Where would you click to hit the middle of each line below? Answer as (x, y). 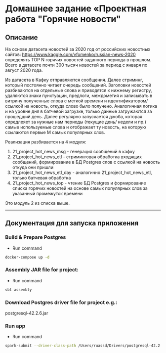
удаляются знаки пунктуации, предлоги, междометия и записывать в (79, 95)
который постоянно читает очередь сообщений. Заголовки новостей (78, 85)
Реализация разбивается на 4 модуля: (46, 142)
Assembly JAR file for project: (42, 270)
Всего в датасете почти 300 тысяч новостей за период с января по (76, 65)
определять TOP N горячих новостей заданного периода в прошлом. (78, 60)
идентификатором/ (128, 101)
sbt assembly (19, 290)
